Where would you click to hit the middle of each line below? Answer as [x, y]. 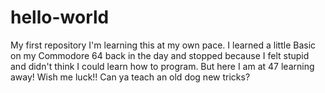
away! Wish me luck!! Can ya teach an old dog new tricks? [130, 77]
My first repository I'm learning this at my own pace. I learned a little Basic [163, 45]
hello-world [60, 17]
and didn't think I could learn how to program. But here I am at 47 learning [162, 66]
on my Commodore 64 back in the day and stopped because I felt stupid [160, 55]
